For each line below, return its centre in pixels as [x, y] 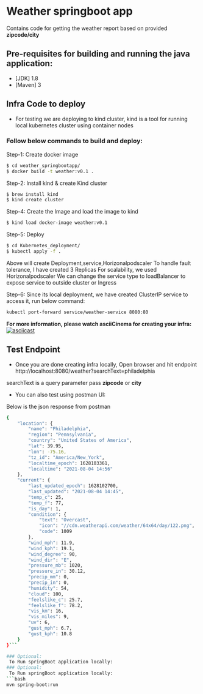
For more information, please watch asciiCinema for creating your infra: [99, 324]
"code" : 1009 [55, 532]
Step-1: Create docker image [42, 154]
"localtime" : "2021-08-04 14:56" [71, 469]
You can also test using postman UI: [60, 394]
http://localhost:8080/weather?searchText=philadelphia [85, 371]
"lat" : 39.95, [46, 446]
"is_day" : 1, [45, 509]
